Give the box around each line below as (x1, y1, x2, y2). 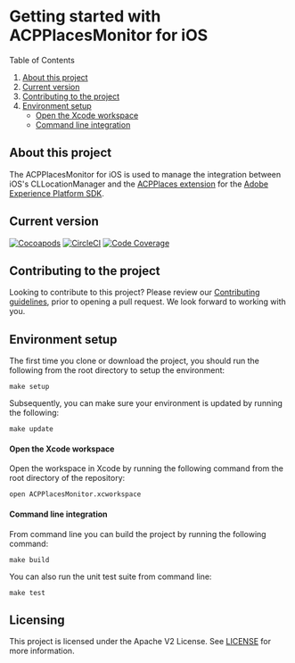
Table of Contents (9, 54, 76, 65)
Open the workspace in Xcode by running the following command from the (9, 463, 283, 474)
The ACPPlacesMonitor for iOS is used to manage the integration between (9, 169, 282, 179)
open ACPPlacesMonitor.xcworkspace (9, 490, 142, 499)
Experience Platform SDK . (9, 187, 104, 198)
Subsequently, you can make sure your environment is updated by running (9, 398, 283, 409)
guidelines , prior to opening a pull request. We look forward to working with (9, 296, 287, 307)
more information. (9, 645, 75, 657)
